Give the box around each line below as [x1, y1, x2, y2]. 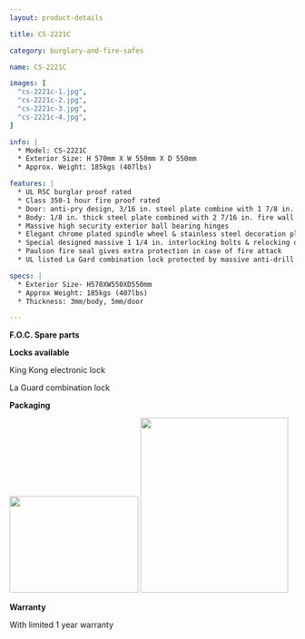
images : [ [9, 79, 47, 88]
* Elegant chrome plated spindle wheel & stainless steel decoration [17, 230, 286, 239]
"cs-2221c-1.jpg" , [17, 87, 88, 96]
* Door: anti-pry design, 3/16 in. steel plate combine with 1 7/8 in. [17, 204, 295, 213]
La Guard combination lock [9, 382, 111, 393]
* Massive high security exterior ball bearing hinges [17, 221, 230, 231]
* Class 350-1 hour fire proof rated [17, 196, 161, 205]
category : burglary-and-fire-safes [9, 46, 144, 55]
